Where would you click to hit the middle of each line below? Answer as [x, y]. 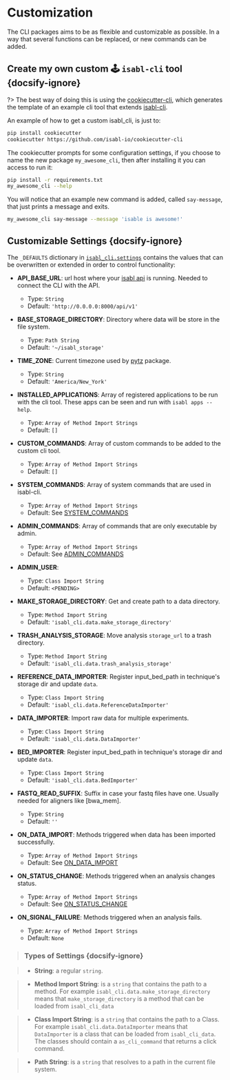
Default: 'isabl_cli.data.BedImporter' [83, 780]
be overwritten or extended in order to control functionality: [91, 264]
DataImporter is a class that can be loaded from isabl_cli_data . [125, 1034]
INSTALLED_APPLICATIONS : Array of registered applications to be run [117, 395]
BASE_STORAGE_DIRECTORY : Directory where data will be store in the [118, 319]
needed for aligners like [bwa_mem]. [69, 800]
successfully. [36, 842]
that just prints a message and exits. [59, 207]
